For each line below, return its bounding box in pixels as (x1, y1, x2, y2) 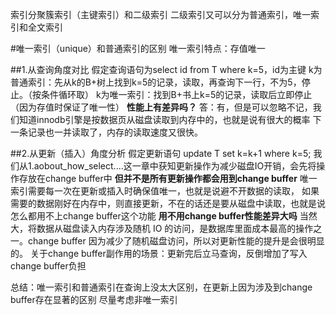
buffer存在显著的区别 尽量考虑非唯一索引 (10, 294, 178, 305)
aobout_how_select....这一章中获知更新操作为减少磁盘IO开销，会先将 (33, 160, 317, 172)
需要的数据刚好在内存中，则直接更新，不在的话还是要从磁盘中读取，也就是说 (10, 198, 326, 209)
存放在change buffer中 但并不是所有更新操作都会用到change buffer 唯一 (18, 173, 318, 184)
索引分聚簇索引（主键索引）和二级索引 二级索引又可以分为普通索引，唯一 (10, 9, 311, 20)
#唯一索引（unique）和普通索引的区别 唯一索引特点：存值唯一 (10, 43, 266, 54)
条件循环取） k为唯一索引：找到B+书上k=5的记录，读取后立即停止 (40, 89, 313, 100)
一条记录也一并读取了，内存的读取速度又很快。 (10, 126, 203, 138)
